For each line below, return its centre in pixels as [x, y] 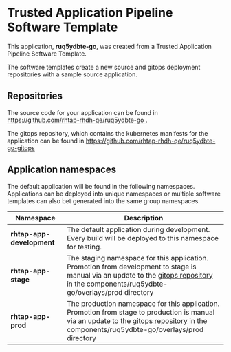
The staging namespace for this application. [137, 258]
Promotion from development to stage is [131, 267]
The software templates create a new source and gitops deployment [104, 67]
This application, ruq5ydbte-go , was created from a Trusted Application [109, 46]
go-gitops [21, 148]
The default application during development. [138, 229]
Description [144, 218]
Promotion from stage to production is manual [141, 312]
